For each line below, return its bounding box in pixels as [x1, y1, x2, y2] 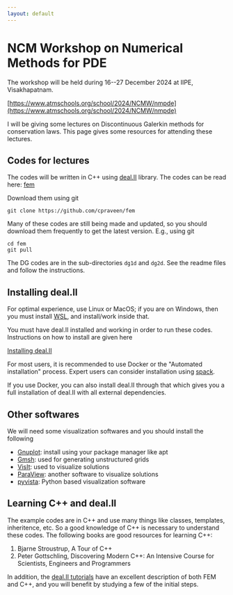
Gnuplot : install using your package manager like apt [17, 448, 168, 456]
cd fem [7, 241, 26, 248]
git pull [7, 246, 33, 254]
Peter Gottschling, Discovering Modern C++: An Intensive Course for [17, 551, 214, 560]
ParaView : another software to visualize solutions [17, 470, 159, 478]
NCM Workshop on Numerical [7, 40, 184, 56]
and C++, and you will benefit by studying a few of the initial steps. [7, 580, 199, 588]
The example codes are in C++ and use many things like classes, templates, [7, 516, 225, 524]
